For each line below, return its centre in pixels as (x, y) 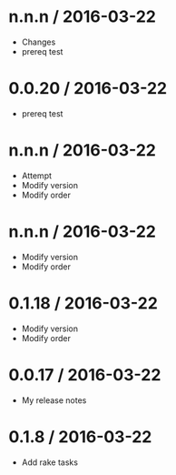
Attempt (36, 176)
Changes (39, 42)
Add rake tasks (50, 462)
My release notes (54, 400)
